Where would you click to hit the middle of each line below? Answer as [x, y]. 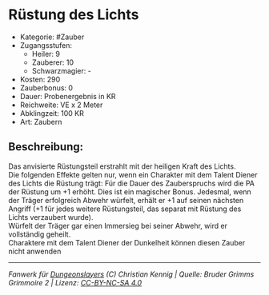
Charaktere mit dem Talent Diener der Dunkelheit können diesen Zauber [127, 242]
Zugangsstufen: [46, 45]
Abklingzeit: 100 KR [52, 113]
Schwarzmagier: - [62, 70]
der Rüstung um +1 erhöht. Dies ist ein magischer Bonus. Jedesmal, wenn [130, 191]
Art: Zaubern [41, 122]
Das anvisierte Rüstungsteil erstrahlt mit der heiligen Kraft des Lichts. [122, 166]
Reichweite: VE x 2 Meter [61, 105]
